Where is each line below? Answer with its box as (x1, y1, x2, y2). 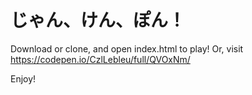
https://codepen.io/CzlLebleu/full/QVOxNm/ (10, 53, 191, 65)
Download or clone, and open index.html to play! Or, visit (10, 42, 244, 55)
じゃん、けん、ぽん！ (10, 9, 187, 32)
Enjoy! (10, 72, 37, 85)
